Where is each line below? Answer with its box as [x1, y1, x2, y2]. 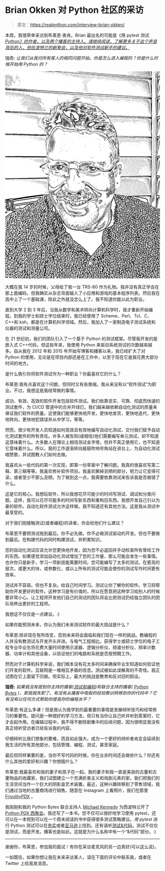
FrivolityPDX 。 [5, 793, 36, 799]
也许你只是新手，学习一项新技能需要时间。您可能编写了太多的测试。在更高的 [5, 559, 160, 565]
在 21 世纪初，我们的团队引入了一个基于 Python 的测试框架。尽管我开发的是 [5, 336, 158, 342]
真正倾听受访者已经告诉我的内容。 [5, 725, 74, 731]
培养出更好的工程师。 [9, 600, 53, 606]
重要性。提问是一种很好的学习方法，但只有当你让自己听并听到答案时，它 [13, 713, 160, 719]
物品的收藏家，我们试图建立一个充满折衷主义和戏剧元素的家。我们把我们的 [9, 775, 160, 781]
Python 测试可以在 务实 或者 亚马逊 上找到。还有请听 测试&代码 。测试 [10, 822, 145, 828]
